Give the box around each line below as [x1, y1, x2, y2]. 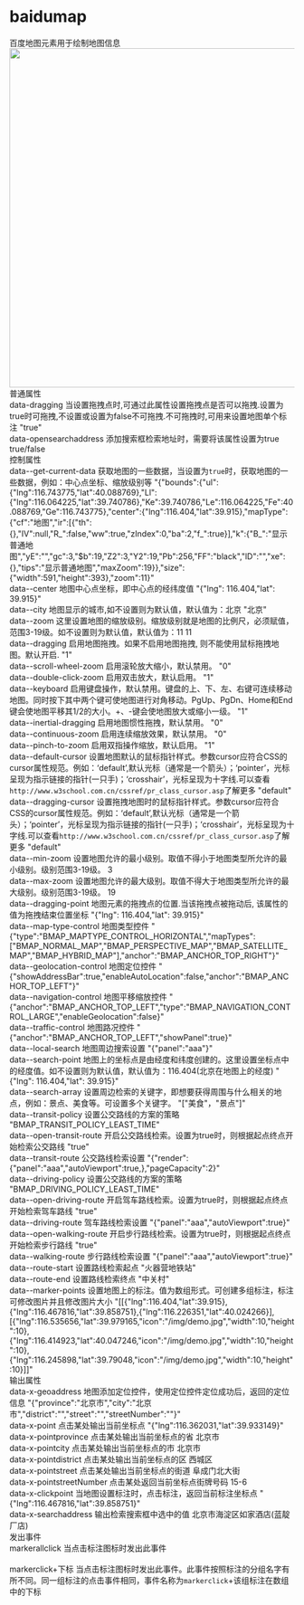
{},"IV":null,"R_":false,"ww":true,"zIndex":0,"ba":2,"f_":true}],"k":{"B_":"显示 [9, 527, 288, 539]
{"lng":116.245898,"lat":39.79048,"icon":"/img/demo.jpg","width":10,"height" [9, 1354, 294, 1365]
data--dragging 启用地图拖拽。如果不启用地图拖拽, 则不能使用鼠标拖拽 [9, 638, 271, 649]
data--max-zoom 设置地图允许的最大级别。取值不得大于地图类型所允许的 [9, 875, 282, 886]
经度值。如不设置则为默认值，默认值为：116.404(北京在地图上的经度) [16, 1065, 274, 1076]
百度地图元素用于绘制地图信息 [9, 37, 120, 48]
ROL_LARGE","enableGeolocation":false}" [9, 1011, 165, 1021]
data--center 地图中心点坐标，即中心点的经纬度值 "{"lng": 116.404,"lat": [9, 583, 276, 594]
